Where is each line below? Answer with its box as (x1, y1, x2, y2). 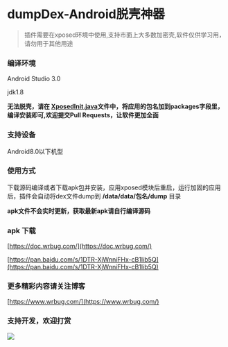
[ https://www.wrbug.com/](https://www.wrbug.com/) (7, 298, 159, 306)
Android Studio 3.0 (7, 74, 61, 83)
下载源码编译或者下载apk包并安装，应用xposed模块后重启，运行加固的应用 (7, 183, 221, 192)
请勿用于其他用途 (24, 39, 73, 47)
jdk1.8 (7, 88, 24, 96)
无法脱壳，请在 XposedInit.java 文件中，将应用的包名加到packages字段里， (7, 102, 224, 111)
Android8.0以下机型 (7, 147, 64, 155)
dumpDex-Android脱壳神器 (7, 6, 165, 22)
